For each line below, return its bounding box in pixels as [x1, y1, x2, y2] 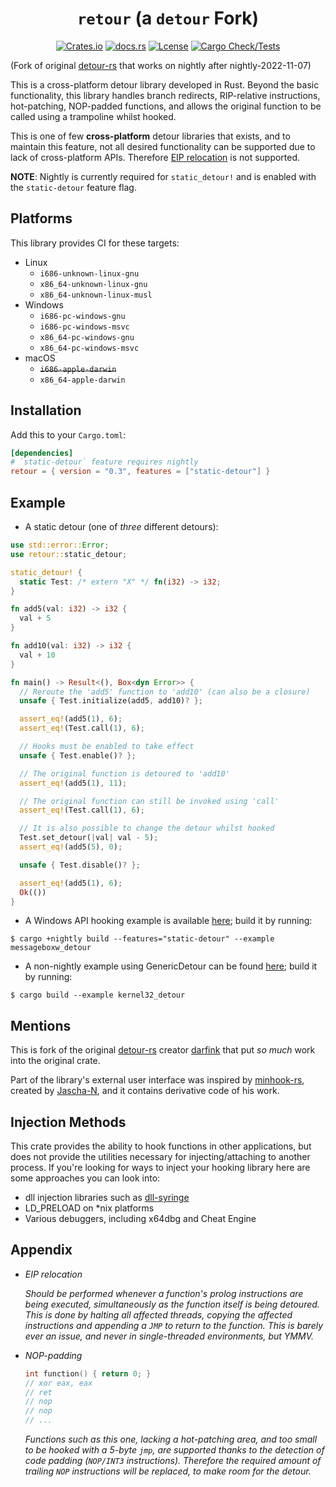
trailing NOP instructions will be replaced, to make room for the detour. [24, 1465, 312, 1477]
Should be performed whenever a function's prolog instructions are [24, 1287, 304, 1299]
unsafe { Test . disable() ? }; [19, 860, 141, 870]
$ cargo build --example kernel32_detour [10, 990, 186, 1001]
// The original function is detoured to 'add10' [19, 768, 230, 779]
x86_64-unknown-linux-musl [39, 290, 153, 300]
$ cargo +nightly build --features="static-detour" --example [10, 934, 275, 944]
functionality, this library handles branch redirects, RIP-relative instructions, [10, 89, 321, 101]
